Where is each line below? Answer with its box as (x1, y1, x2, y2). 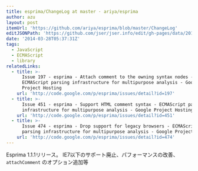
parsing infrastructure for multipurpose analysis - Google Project (21, 129, 194, 135)
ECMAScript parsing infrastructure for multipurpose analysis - (21, 80, 183, 86)
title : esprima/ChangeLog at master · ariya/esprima (6, 8, 138, 15)
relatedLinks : (6, 63, 41, 69)
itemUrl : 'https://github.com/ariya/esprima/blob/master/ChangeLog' (6, 25, 178, 31)
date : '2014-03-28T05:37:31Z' (6, 36, 81, 42)
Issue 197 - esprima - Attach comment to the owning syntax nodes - (21, 74, 194, 80)
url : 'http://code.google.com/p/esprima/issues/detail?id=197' (16, 90, 176, 96)
